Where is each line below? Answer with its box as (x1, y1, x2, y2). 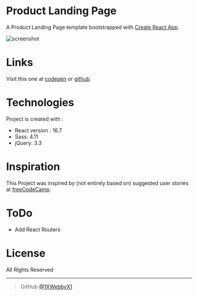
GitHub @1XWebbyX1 (20, 283, 72, 290)
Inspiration (6, 160, 60, 173)
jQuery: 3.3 (14, 139, 42, 146)
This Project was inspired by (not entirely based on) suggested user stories (6, 179, 189, 186)
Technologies (6, 96, 75, 110)
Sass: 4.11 (14, 133, 38, 140)
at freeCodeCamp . (6, 186, 51, 193)
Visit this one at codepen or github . (6, 75, 91, 82)
